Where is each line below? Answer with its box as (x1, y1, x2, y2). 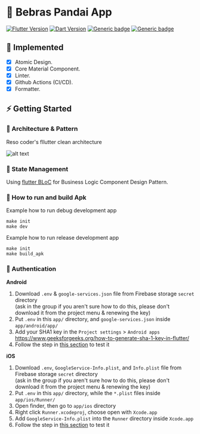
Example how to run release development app (6, 234, 119, 242)
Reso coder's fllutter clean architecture (6, 138, 103, 145)
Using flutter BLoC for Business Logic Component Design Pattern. (6, 179, 168, 186)
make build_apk (6, 251, 44, 257)
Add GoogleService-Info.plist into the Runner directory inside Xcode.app (14, 415, 194, 422)
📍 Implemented (6, 42, 64, 53)
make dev (6, 224, 28, 230)
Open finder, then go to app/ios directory (14, 402, 116, 409)
